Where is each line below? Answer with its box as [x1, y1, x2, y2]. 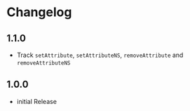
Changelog [6, 4, 72, 20]
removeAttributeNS [16, 60, 71, 67]
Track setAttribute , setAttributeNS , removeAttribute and [16, 51, 184, 59]
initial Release [16, 97, 57, 105]
